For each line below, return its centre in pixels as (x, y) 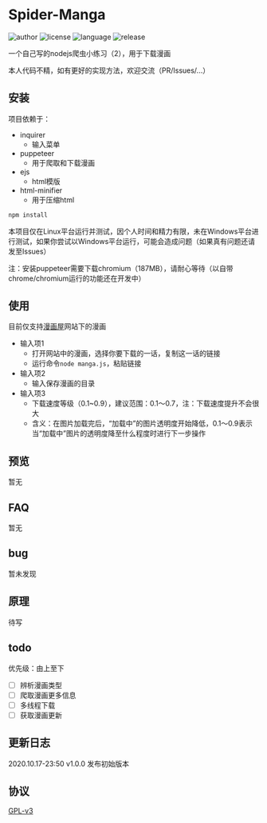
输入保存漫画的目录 (63, 384)
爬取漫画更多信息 (48, 695)
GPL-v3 (21, 811)
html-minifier (41, 190)
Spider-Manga (57, 15)
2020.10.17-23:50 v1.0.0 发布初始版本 (69, 763)
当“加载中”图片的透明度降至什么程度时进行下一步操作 (118, 433)
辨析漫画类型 (41, 685)
